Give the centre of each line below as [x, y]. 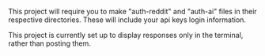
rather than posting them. [49, 43]
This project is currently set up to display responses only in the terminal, [126, 35]
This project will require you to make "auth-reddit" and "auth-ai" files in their [132, 11]
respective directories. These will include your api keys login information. [127, 20]
